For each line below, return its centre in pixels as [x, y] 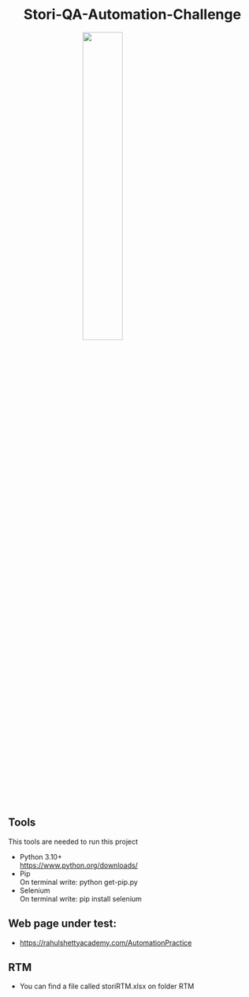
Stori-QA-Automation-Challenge [132, 15]
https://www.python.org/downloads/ [78, 865]
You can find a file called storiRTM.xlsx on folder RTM [107, 986]
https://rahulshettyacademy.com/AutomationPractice [106, 943]
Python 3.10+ [41, 856]
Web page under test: [62, 924]
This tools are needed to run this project [73, 841]
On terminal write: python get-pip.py [78, 882]
